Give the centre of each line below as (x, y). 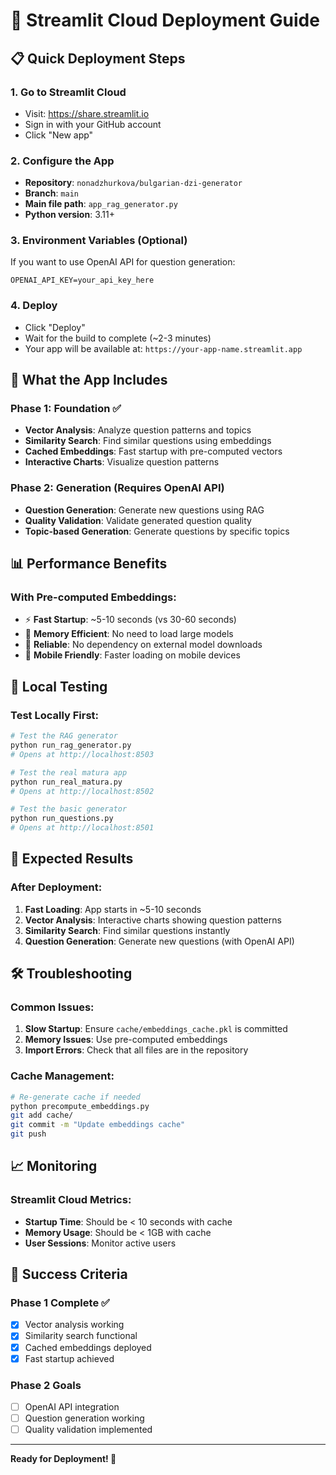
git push (28, 1134)
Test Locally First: (55, 715)
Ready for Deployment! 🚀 (63, 1459)
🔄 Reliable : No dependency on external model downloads (143, 645)
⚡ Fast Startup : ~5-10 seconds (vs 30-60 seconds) (130, 620)
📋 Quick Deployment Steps (98, 58)
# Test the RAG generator (64, 736)
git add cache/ (42, 1115)
